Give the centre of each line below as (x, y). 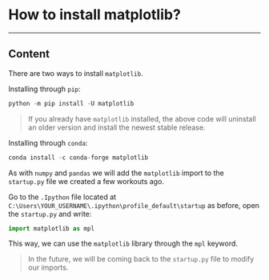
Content (29, 54)
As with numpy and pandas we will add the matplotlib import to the (116, 173)
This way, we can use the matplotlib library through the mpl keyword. (123, 244)
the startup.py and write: (50, 214)
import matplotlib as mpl (51, 228)
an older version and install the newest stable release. (116, 127)
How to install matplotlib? (95, 15)
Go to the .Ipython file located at (62, 197)
